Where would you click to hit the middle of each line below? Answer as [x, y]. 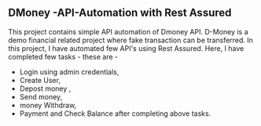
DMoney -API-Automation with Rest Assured [120, 13]
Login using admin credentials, [69, 72]
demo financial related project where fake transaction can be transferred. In [131, 40]
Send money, [41, 96]
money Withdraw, [48, 105]
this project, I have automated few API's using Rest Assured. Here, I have [126, 48]
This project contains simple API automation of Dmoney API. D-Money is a [129, 31]
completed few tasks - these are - [63, 56]
